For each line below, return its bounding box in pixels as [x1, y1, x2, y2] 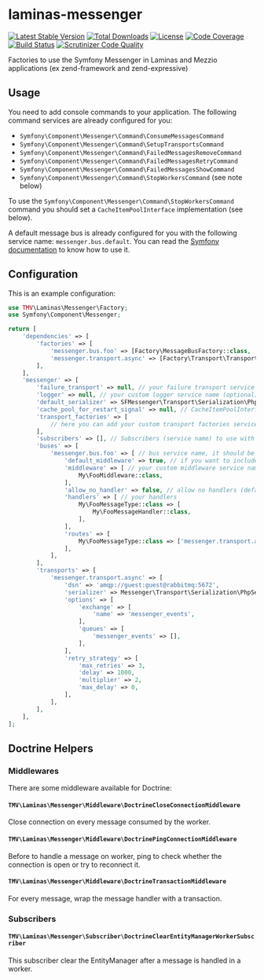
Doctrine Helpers [8, 742, 93, 755]
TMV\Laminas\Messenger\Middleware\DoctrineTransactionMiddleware [8, 878, 226, 886]
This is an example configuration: [8, 289, 116, 298]
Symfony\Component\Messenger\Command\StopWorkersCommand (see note [19, 172, 243, 182]
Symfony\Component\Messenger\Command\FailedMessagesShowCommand [19, 165, 235, 174]
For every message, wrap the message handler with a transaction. [8, 893, 222, 903]
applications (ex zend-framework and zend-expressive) [8, 63, 189, 72]
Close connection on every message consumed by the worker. [8, 817, 211, 827]
